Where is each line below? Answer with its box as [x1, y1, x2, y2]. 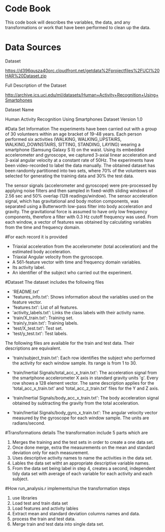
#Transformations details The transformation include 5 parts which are [5, 430, 148, 435]
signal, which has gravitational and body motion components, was [5, 198, 139, 204]
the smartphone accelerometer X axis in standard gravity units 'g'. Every [12, 375, 159, 381]
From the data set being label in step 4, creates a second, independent [12, 465, 156, 471]
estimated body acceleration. [12, 248, 72, 254]
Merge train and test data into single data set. [12, 521, 105, 527]
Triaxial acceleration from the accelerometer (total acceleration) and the [12, 243, 158, 249]
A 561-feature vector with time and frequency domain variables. [12, 259, 141, 265]
